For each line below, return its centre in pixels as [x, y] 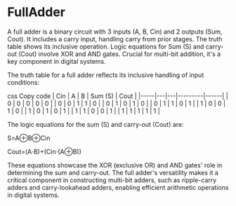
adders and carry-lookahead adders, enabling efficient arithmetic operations [118, 187]
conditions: [24, 82]
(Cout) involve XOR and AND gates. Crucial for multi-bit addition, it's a [120, 54]
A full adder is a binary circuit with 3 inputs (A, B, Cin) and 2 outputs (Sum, [115, 32]
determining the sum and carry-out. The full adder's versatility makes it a [113, 172]
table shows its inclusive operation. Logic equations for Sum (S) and [106, 46]
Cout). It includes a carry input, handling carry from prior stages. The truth [115, 39]
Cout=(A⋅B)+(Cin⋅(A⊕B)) [45, 151]
